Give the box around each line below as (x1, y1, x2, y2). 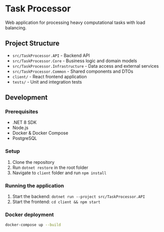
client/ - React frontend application (12, 73, 87, 80)
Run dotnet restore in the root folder (12, 164, 88, 170)
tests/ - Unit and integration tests (12, 79, 82, 85)
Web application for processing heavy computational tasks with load (5, 19, 146, 25)
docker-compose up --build (5, 223, 61, 228)
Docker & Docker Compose (12, 130, 69, 136)
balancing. (5, 24, 27, 30)
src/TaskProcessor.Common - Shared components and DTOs (12, 68, 133, 74)
